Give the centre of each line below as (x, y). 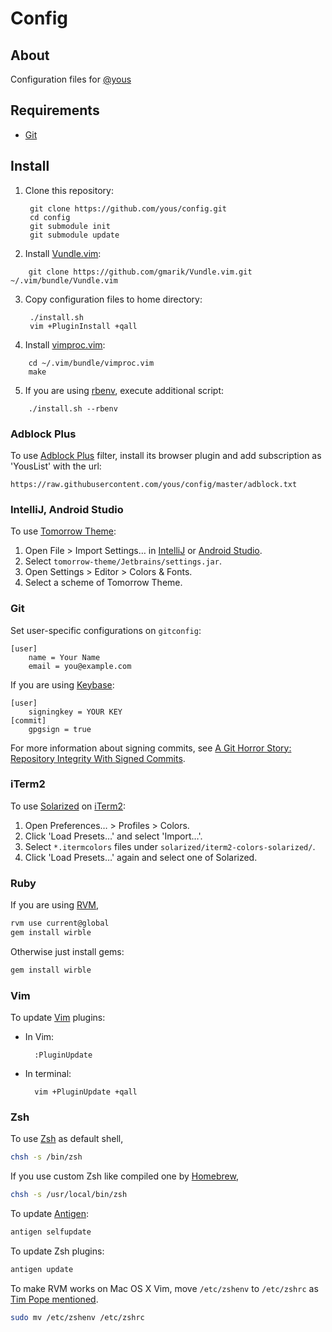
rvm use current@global (60, 923)
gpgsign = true (60, 729)
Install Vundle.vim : (63, 253)
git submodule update (74, 235)
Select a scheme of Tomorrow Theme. (103, 583)
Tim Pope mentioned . (54, 1299)
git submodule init (70, 226)
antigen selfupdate (51, 1232)
